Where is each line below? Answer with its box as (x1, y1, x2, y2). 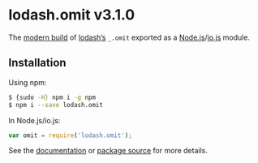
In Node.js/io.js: (8, 115, 61, 125)
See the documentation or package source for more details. (8, 146, 209, 156)
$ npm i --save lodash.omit (8, 101, 104, 109)
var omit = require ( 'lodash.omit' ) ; (8, 131, 132, 139)
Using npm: (8, 77, 47, 87)
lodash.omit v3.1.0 (8, 6, 135, 24)
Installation (8, 56, 67, 70)
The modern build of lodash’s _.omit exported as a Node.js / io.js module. (8, 32, 250, 42)
